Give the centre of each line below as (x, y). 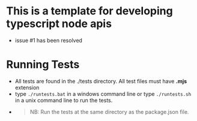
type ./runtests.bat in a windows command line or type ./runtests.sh (103, 93)
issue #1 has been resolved (49, 40)
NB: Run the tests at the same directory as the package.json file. (109, 111)
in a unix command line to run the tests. (64, 100)
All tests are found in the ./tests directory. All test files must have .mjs (101, 81)
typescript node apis (59, 24)
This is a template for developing (89, 11)
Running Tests (43, 65)
